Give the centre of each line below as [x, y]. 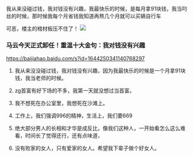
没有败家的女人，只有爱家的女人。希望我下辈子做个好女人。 [87, 148]
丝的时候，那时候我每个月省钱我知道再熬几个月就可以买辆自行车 [84, 16]
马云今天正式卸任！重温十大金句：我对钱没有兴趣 [76, 45]
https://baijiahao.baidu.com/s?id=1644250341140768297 [76, 58]
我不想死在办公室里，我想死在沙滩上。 [61, 103]
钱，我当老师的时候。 [40, 78]
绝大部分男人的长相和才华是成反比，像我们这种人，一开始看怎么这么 [97, 128]
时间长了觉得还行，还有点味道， [64, 136]
